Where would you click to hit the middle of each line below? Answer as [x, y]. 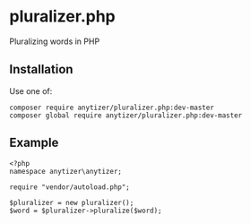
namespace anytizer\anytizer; [66, 171]
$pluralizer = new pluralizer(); [72, 202]
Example [34, 143]
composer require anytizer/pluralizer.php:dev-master [112, 108]
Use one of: [31, 90]
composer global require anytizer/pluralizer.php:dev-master [126, 115]
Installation [41, 69]
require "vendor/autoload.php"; [69, 187]
